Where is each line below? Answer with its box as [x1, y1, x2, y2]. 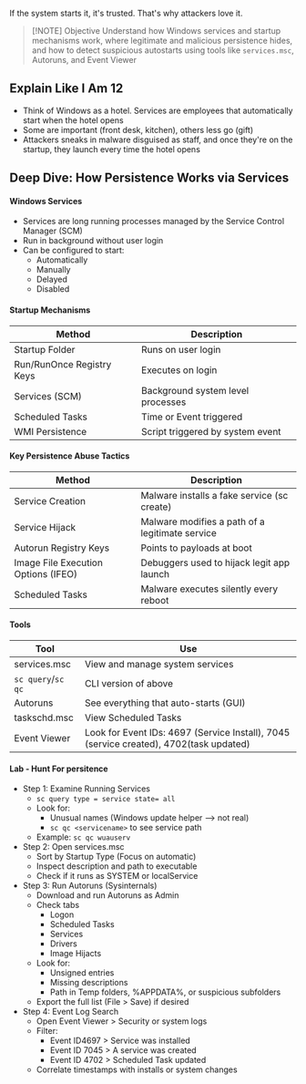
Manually [36, 264, 71, 275]
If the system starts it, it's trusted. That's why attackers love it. [9, 8, 243, 18]
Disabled [36, 284, 70, 294]
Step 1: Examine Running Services [22, 783, 150, 794]
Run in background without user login [22, 235, 164, 246]
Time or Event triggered [140, 410, 243, 423]
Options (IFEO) [14, 567, 78, 580]
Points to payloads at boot [140, 542, 252, 554]
